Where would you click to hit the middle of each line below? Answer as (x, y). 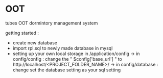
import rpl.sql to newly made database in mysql (63, 48)
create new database (35, 43)
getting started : (22, 33)
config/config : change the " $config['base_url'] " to (67, 59)
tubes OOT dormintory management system (52, 23)
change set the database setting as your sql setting (67, 70)
